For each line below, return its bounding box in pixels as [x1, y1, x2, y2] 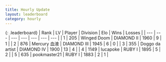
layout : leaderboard [5, 12, 48, 17]
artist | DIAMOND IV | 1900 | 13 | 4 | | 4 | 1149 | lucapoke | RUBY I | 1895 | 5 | [5, 46, 161, 52]
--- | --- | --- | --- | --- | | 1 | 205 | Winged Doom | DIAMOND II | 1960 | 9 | [10, 35, 162, 41]
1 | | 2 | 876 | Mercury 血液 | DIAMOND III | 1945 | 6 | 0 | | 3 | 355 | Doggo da [5, 41, 161, 47]
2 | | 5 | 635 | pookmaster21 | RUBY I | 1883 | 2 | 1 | [5, 52, 108, 58]
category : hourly [5, 16, 41, 21]
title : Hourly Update [5, 7, 50, 12]
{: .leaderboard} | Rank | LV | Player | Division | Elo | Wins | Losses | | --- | [5, 30, 156, 36]
